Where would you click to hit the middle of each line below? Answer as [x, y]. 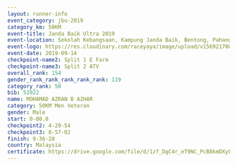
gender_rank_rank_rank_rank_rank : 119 [64, 79]
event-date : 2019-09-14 [42, 54]
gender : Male [26, 112]
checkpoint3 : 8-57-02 [39, 132]
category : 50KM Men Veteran [49, 106]
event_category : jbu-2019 [45, 20]
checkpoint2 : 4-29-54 [39, 125]
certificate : [26, 152]
